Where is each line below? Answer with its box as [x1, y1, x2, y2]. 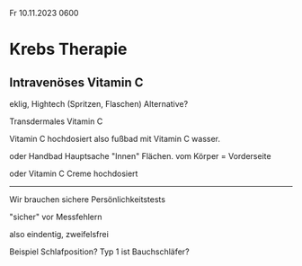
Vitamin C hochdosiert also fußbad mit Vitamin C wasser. [9, 134, 221, 144]
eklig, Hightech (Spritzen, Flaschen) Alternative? [9, 99, 189, 109]
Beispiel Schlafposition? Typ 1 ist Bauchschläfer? [9, 246, 191, 257]
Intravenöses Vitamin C [9, 75, 144, 90]
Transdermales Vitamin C [9, 116, 103, 127]
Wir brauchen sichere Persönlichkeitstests [9, 194, 166, 205]
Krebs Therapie [9, 40, 128, 59]
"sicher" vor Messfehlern [9, 211, 102, 222]
